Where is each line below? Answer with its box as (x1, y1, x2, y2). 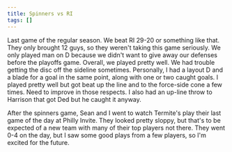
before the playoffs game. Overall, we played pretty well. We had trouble (7, 58, 215, 66)
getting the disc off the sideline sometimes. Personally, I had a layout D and (7, 66, 224, 74)
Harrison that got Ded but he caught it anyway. (7, 95, 141, 103)
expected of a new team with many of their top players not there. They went (7, 123, 225, 132)
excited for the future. (7, 138, 70, 146)
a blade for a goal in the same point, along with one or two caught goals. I (7, 73, 219, 81)
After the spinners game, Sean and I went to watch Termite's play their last (7, 109, 222, 117)
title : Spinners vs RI (7, 10, 73, 17)
